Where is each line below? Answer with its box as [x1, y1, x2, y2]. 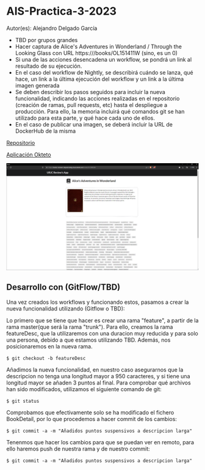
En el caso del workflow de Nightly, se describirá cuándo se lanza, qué [15, 68, 193, 76]
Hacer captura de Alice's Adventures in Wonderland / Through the [15, 43, 182, 50]
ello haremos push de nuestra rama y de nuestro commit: [6, 445, 151, 452]
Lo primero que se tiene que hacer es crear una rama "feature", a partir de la [6, 317, 199, 324]
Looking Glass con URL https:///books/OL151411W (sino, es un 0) [15, 49, 178, 56]
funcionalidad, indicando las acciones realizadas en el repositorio [15, 95, 180, 102]
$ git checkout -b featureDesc [6, 355, 86, 361]
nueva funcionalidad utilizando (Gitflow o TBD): [6, 304, 125, 312]
